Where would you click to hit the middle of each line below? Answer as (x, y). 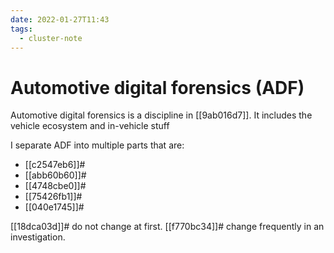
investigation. (38, 237)
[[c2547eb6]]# (55, 165)
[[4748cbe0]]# (55, 186)
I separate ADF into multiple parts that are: (97, 145)
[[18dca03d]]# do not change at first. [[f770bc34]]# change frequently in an (167, 227)
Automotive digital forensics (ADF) (157, 87)
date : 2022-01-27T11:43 (60, 19)
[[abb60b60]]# (55, 175)
